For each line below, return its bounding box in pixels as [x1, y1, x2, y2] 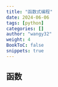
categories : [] [6, 25, 44, 32]
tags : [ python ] [6, 20, 44, 26]
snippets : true [6, 48, 44, 54]
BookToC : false [6, 43, 44, 49]
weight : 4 [6, 37, 31, 43]
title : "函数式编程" [6, 8, 53, 15]
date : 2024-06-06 [6, 14, 50, 20]
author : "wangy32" [6, 31, 52, 37]
